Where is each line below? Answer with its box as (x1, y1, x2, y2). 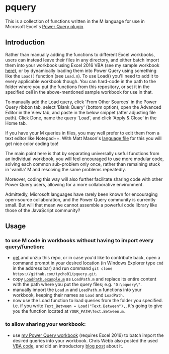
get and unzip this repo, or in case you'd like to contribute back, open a (12, 255, 160, 261)
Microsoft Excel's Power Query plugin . (5, 23, 84, 29)
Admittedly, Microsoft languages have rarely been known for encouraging (5, 191, 158, 197)
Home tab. (5, 120, 27, 126)
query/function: (5, 243, 45, 250)
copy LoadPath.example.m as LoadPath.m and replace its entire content (12, 276, 157, 282)
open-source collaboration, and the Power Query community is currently (5, 196, 156, 202)
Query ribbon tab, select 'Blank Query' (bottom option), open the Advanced (5, 104, 162, 110)
